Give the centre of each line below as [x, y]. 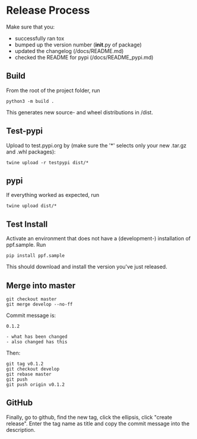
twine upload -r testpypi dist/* [47, 162]
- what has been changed [37, 337]
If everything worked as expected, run [53, 195]
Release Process [48, 10]
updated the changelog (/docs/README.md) [69, 51]
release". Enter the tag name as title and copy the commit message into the [98, 424]
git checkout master [32, 299]
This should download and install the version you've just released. [87, 267]
